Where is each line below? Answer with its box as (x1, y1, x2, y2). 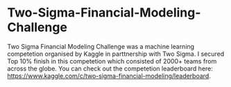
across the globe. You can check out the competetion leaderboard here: (7, 64, 214, 72)
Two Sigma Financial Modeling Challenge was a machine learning (7, 42, 195, 50)
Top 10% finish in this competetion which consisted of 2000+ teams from (7, 57, 217, 65)
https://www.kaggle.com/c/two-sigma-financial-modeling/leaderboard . (7, 71, 212, 80)
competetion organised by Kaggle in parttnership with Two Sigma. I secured (7, 50, 224, 58)
